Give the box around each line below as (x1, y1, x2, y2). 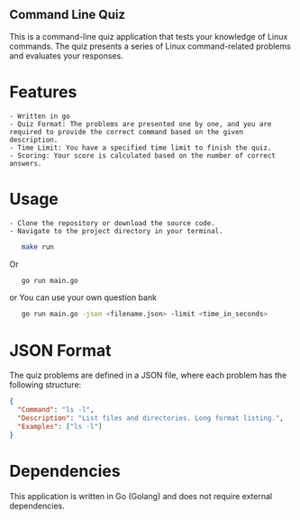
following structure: (9, 379, 82, 390)
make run (21, 242, 54, 251)
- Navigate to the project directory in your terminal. (9, 226, 223, 235)
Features (9, 82, 77, 102)
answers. (9, 159, 42, 168)
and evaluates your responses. (9, 50, 123, 61)
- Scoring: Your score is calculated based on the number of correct (9, 151, 277, 160)
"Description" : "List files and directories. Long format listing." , (17, 414, 284, 423)
